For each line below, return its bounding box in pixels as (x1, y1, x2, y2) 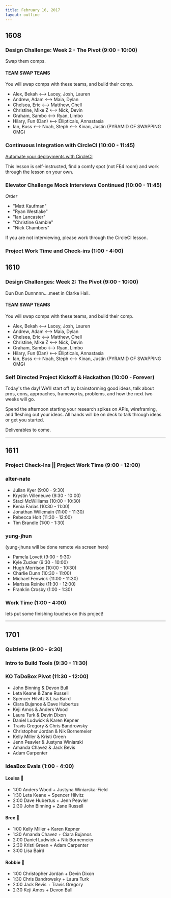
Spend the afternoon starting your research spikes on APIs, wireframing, (5, 406, 157, 412)
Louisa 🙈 (5, 775, 24, 782)
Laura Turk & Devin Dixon (12, 712, 66, 718)
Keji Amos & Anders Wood (12, 706, 68, 713)
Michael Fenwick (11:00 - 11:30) (12, 576, 78, 581)
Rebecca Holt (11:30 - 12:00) (12, 514, 72, 520)
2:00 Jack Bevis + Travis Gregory (12, 882, 83, 888)
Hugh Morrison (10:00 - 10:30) (12, 565, 77, 571)
